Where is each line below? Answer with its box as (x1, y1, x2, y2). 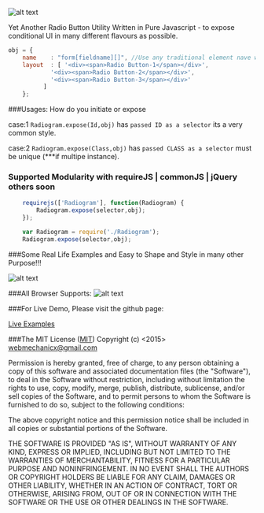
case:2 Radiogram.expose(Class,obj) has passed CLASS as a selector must (8, 143, 252, 153)
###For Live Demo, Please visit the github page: (8, 303, 164, 313)
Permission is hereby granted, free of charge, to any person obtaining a (8, 358, 240, 367)
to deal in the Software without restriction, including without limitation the (8, 374, 245, 384)
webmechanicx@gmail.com (8, 343, 98, 352)
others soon (8, 181, 56, 192)
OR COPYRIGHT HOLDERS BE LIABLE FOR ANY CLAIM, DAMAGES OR (8, 472, 236, 481)
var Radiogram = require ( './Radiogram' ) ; (22, 229, 159, 236)
